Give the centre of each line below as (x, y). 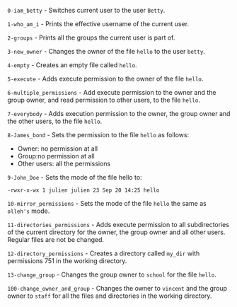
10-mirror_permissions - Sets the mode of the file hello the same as (107, 203)
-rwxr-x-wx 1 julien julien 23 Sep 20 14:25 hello (83, 190)
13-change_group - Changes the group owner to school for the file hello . (112, 274)
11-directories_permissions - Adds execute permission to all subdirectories (118, 225)
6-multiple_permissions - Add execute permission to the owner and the (112, 92)
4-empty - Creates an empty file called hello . (72, 65)
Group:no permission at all (56, 156)
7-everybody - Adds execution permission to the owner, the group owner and (119, 114)
